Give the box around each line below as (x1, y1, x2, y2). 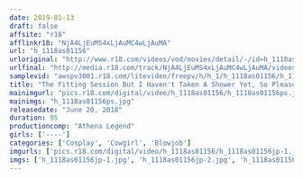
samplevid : (9, 72, 50, 81)
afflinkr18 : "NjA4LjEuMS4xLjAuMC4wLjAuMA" (9, 38, 171, 48)
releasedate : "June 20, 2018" (9, 105, 124, 114)
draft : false (9, 22, 59, 31)
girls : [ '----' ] (9, 130, 70, 139)
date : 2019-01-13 (9, 13, 75, 22)
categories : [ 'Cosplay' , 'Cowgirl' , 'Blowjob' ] (9, 138, 192, 147)
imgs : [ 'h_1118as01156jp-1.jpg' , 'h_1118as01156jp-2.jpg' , (9, 155, 236, 165)
